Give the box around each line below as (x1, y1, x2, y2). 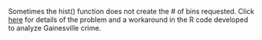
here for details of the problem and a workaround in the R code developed (8, 15, 249, 24)
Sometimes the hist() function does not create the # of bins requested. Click (8, 7, 255, 16)
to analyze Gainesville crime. (8, 24, 101, 32)
